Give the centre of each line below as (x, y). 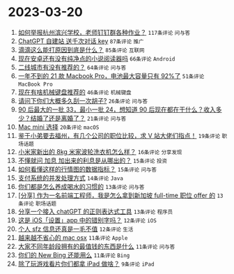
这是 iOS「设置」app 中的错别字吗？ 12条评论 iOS (87, 220)
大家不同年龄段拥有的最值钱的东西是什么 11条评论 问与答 (96, 246)
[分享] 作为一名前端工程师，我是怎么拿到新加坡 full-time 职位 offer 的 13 (120, 195)
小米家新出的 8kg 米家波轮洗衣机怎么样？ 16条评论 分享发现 (100, 151)
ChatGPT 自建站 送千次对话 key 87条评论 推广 (81, 41)
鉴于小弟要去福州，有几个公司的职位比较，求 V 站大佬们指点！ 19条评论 (119, 135)
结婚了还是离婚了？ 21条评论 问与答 (78, 118)
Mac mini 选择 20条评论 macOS (58, 127)
